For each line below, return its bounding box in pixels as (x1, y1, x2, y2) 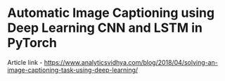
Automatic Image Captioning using (7, 5, 215, 21)
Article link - (7, 58, 43, 66)
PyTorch (7, 35, 58, 51)
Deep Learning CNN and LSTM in (7, 20, 202, 36)
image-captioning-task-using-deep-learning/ (7, 66, 139, 74)
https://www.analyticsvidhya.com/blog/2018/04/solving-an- (44, 58, 218, 66)
